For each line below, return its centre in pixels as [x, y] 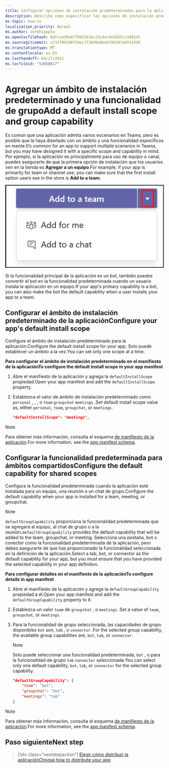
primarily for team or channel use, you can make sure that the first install [80, 173]
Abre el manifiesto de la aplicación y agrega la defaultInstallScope [82, 376]
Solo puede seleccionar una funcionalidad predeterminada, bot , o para [86, 655]
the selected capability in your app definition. [52, 564]
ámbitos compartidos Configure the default [74, 466]
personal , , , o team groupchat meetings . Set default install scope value [85, 402]
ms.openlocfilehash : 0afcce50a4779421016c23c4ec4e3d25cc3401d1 [73, 37]
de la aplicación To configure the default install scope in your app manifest [84, 366]
